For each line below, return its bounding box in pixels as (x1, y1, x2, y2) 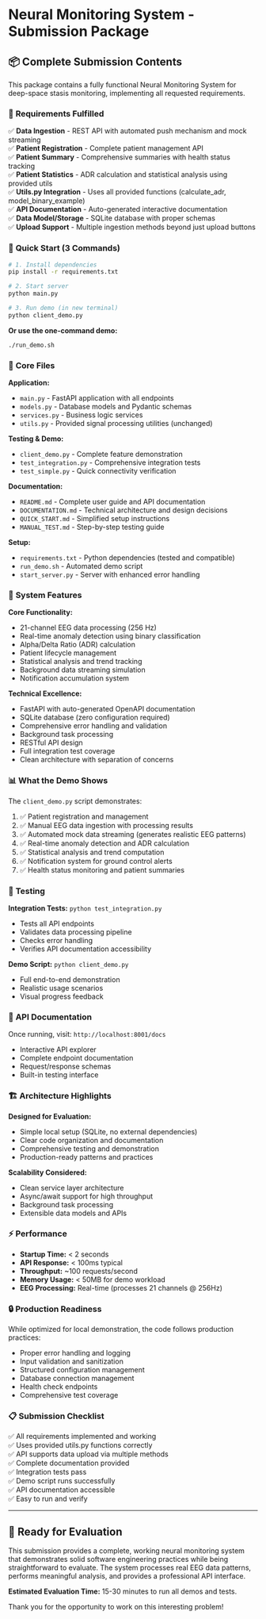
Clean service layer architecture (19, 1183, 124, 1192)
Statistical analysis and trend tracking (19, 657, 142, 666)
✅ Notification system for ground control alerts (19, 856, 173, 865)
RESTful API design (19, 738, 83, 747)
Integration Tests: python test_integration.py (8, 903, 162, 913)
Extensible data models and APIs (19, 1208, 127, 1218)
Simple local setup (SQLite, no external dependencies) (19, 1126, 198, 1136)
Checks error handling (19, 935, 93, 945)
